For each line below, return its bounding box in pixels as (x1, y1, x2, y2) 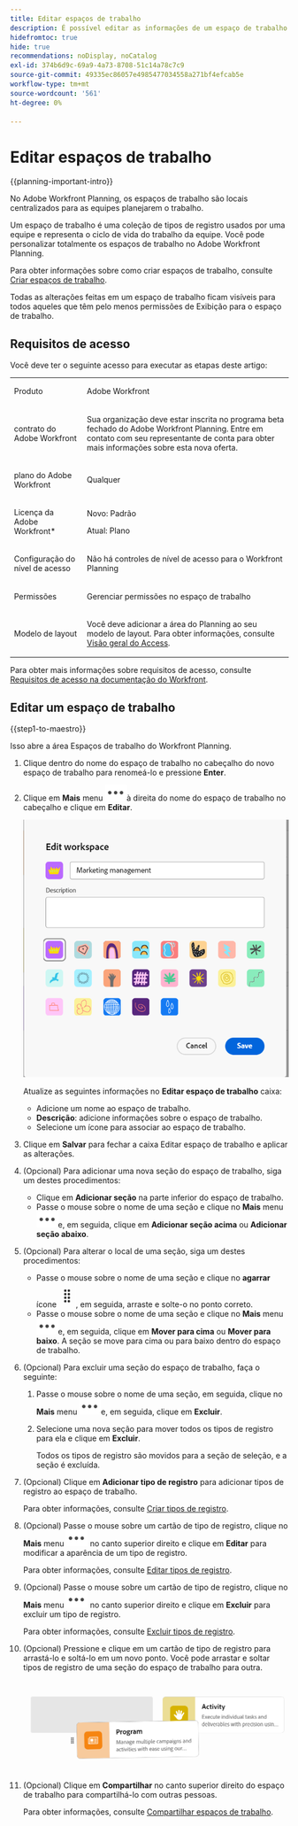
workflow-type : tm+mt (10, 80, 90, 89)
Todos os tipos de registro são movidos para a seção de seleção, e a (35, 1450, 287, 1460)
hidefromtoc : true (10, 33, 78, 42)
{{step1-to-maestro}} (10, 723, 87, 734)
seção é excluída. (35, 1459, 101, 1470)
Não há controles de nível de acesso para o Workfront (86, 553, 283, 564)
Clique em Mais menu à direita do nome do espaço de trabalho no (22, 793, 287, 803)
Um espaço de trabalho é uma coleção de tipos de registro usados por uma (10, 220, 286, 230)
